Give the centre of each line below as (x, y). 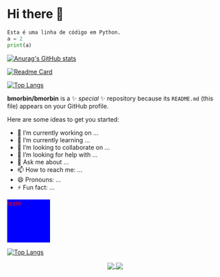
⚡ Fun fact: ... (36, 187)
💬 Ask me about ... (43, 162)
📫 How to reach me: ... (50, 169)
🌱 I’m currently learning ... (53, 140)
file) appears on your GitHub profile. (58, 106)
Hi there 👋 (35, 14)
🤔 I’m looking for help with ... (57, 155)
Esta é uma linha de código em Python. (64, 32)
